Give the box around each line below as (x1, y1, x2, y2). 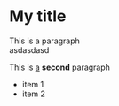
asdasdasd (9, 44, 50, 55)
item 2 (21, 88, 46, 99)
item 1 (21, 79, 44, 89)
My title (9, 6, 67, 26)
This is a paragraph (9, 35, 80, 46)
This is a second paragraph (9, 62, 111, 72)
